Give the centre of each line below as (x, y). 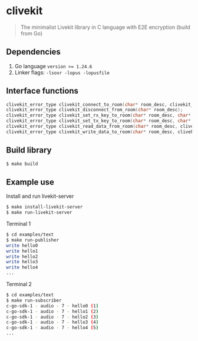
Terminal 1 (19, 224)
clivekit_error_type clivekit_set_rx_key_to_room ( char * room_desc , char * (99, 115)
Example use (30, 182)
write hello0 (22, 246)
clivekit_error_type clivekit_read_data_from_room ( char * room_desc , (92, 127)
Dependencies (33, 52)
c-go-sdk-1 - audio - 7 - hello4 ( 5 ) (52, 328)
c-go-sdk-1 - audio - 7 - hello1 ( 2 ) (52, 311)
